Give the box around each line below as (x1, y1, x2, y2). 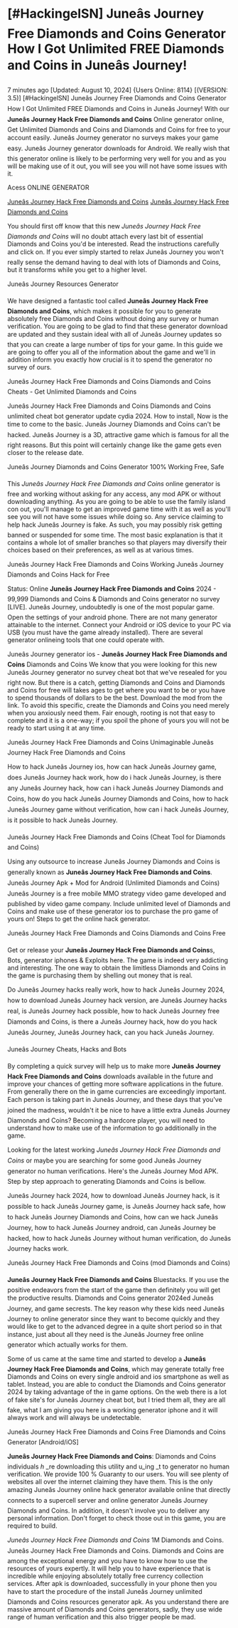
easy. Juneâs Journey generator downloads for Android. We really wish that (7, 144, 230, 152)
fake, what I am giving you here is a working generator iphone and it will (7, 1405, 218, 1414)
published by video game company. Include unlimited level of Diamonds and (7, 899, 231, 908)
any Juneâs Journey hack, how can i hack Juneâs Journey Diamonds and (7, 784, 224, 792)
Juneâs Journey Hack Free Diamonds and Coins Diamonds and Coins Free (7, 928, 226, 937)
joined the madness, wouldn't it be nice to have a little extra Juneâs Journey (7, 1106, 231, 1114)
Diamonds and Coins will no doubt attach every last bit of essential (7, 232, 204, 241)
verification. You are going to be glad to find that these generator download (7, 322, 228, 330)
